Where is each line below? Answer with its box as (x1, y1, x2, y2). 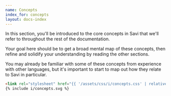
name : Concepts (5, 7, 38, 13)
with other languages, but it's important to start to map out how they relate (5, 66, 161, 72)
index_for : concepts (5, 12, 49, 17)
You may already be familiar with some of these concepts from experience (5, 61, 162, 67)
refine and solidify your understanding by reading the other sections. (5, 51, 150, 57)
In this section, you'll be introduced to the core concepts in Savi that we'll (5, 31, 159, 37)
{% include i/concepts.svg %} (5, 86, 70, 91)
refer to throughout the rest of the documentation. (5, 36, 110, 42)
